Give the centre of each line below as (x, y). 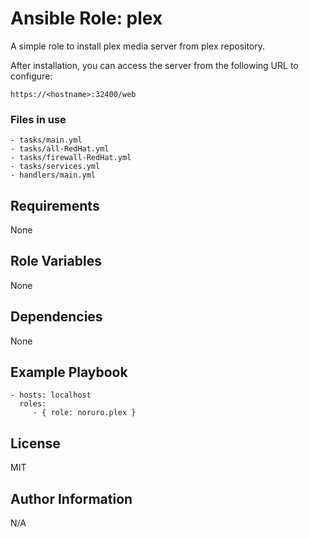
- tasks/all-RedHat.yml (60, 149)
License (35, 443)
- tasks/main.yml (46, 140)
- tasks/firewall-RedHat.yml (71, 158)
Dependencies (56, 317)
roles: (33, 404)
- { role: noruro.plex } (84, 413)
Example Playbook (69, 372)
